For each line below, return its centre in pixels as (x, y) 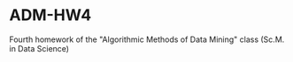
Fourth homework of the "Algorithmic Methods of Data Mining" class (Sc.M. (147, 39)
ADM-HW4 (50, 15)
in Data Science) (39, 48)
